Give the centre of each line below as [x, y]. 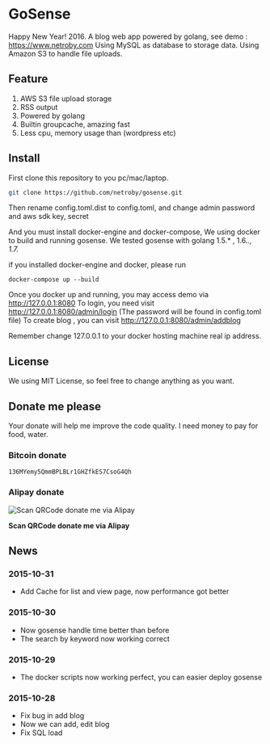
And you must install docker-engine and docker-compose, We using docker [135, 232]
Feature [28, 79]
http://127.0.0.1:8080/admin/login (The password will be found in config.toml [135, 312]
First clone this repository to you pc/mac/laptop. [89, 178]
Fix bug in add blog [52, 716]
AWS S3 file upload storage [66, 99]
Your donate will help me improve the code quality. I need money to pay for [133, 426]
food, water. [28, 435]
